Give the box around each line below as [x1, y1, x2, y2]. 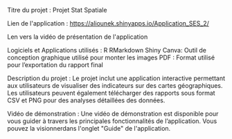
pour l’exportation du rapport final [7, 61, 104, 68]
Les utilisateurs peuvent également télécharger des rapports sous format [7, 89, 216, 97]
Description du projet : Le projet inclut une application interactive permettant [7, 74, 226, 82]
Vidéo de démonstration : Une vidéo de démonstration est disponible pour [7, 110, 219, 118]
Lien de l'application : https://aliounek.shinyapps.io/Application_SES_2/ [7, 19, 210, 27]
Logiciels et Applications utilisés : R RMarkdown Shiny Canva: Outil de [7, 46, 206, 54]
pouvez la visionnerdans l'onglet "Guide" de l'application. [7, 124, 171, 132]
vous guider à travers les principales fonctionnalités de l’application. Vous [7, 117, 217, 125]
